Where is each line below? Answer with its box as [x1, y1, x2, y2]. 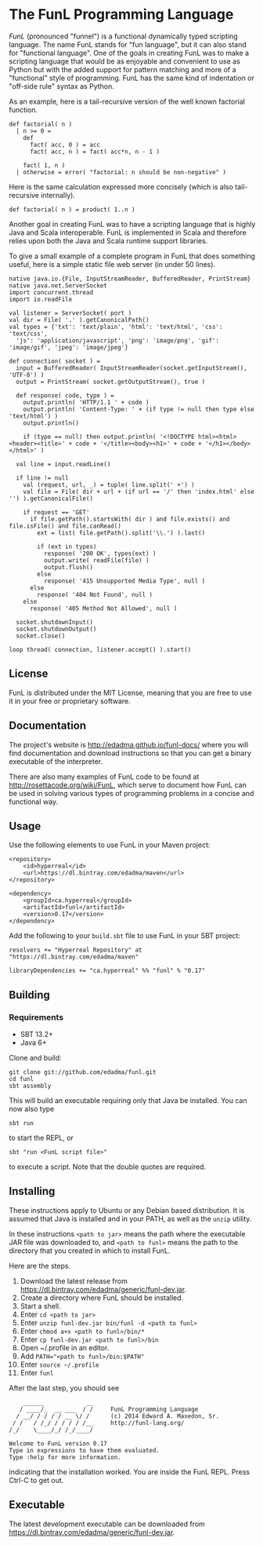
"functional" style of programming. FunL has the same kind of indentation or [9, 73, 255, 82]
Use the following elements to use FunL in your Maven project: [9, 840, 211, 849]
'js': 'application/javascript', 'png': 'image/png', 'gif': [16, 336, 220, 345]
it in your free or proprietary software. [9, 696, 131, 706]
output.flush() [43, 563, 93, 571]
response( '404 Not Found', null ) [37, 590, 153, 598]
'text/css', [9, 330, 48, 338]
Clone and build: [9, 1054, 62, 1063]
